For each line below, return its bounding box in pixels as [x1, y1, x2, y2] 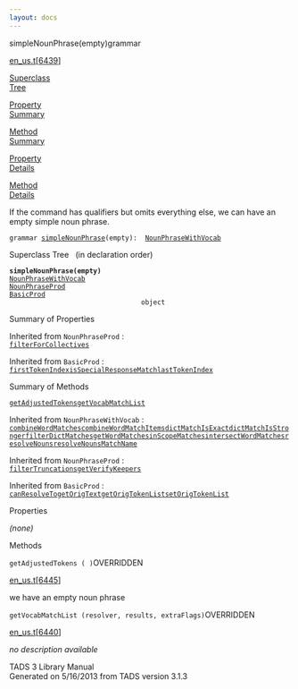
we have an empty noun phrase [9, 591, 126, 602]
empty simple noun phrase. [9, 216, 110, 226]
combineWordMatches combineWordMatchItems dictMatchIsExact [9, 423, 229, 432]
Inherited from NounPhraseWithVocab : [9, 413, 145, 425]
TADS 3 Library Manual [9, 661, 95, 672]
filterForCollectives [9, 340, 90, 349]
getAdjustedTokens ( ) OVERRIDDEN [9, 557, 144, 568]
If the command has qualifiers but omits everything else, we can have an [9, 207, 277, 217]
